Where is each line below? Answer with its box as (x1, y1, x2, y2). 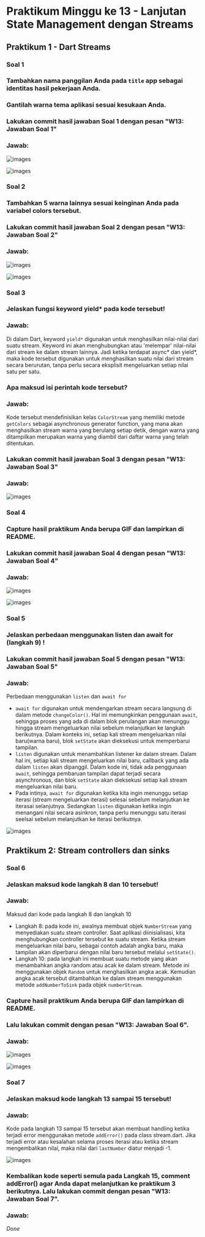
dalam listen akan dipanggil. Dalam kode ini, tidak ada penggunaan (15, 763, 187, 771)
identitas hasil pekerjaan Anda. (6, 84, 101, 93)
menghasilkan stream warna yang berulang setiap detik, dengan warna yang (6, 426, 199, 434)
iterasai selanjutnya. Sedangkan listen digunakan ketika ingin (15, 803, 172, 810)
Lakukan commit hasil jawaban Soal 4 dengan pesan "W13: (6, 549, 185, 557)
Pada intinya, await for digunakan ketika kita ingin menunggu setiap (15, 790, 188, 797)
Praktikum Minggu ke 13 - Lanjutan (6, 4, 187, 18)
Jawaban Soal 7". (6, 1195, 59, 1203)
